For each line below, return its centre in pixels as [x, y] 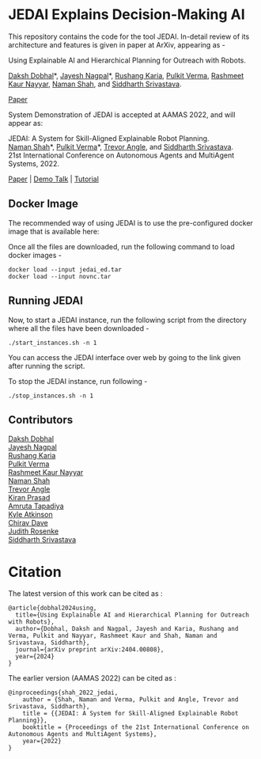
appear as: [26, 123]
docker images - [35, 255]
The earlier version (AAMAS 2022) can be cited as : [92, 678]
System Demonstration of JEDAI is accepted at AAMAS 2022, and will [122, 114]
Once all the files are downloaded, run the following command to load [121, 246]
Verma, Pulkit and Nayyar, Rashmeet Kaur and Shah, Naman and [113, 636]
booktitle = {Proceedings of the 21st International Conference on [136, 727]
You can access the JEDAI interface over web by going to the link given [125, 357]
